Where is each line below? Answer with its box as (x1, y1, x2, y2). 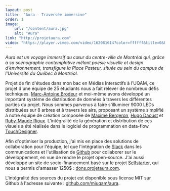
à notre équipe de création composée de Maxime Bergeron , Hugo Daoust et (5, 112, 163, 118)
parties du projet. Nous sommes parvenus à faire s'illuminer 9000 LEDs (5, 102, 154, 108)
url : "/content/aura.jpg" (14, 26, 69, 31)
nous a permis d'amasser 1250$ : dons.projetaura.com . (5, 165, 120, 171)
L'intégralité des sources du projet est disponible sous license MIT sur (5, 175, 151, 181)
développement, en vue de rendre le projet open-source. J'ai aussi (5, 154, 145, 160)
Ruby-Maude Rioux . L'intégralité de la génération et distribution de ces (5, 117, 152, 124)
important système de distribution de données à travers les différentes (5, 96, 152, 102)
